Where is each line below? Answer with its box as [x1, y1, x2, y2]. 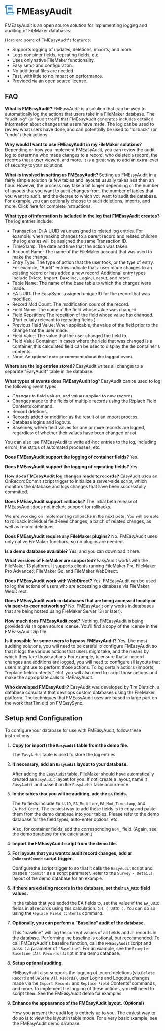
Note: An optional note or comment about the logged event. [12, 354, 133, 359]
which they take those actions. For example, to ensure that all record [5, 653, 144, 659]
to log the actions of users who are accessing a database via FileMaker [5, 583, 150, 589]
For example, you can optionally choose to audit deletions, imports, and [5, 198, 150, 204]
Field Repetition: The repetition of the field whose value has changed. [12, 312, 154, 317]
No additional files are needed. [12, 67, 75, 74]
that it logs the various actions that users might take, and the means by [5, 648, 149, 654]
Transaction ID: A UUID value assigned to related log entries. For [12, 228, 143, 234]
